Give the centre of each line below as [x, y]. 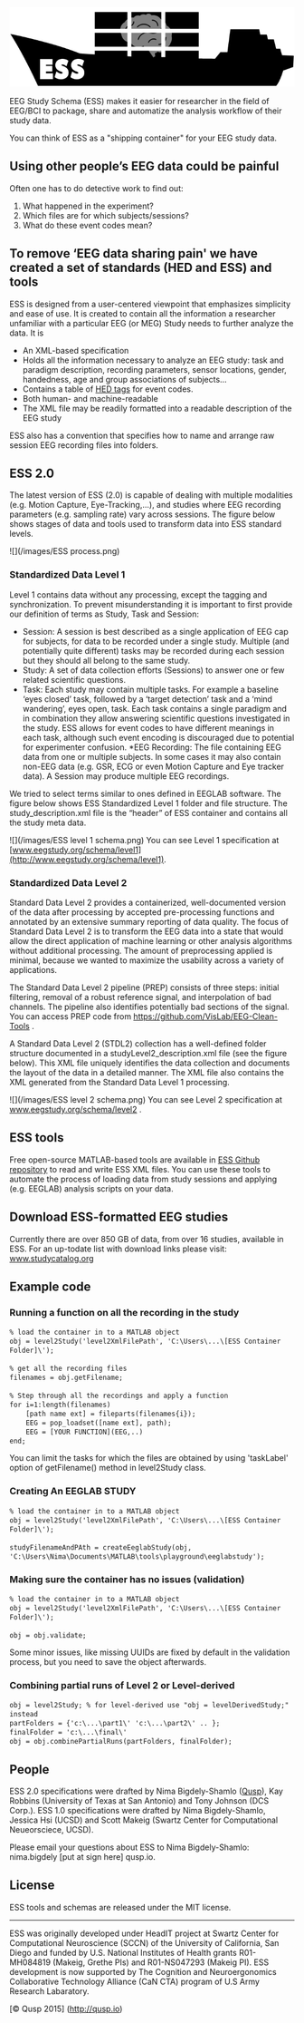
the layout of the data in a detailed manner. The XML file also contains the [147, 1073]
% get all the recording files [68, 1369]
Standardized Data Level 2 [68, 882]
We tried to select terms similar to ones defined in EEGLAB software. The [146, 793]
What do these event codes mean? [87, 225]
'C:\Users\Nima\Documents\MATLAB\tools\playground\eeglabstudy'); [137, 1556]
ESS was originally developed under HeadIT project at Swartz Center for [144, 1933]
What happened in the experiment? [88, 206]
